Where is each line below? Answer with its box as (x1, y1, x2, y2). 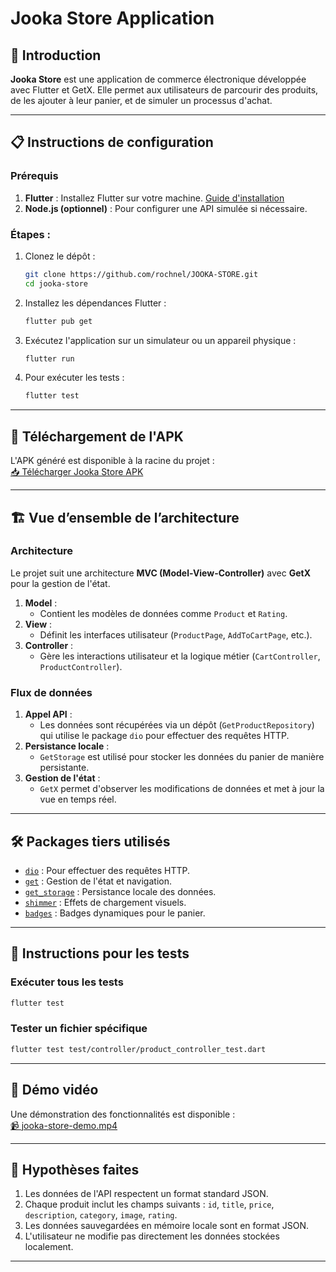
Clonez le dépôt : (24, 250, 96, 262)
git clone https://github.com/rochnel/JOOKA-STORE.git (24, 269, 259, 279)
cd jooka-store (24, 278, 89, 289)
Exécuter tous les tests (10, 975, 124, 989)
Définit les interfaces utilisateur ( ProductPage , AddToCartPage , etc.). (39, 628, 313, 641)
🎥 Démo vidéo (10, 1082, 99, 1099)
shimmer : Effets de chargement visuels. (24, 896, 187, 908)
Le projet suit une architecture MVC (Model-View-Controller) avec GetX (10, 567, 311, 579)
